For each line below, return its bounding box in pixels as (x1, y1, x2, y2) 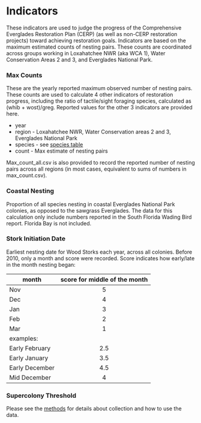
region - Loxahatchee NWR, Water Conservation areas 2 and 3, (14, 128, 171, 136)
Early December (9, 364, 55, 372)
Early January (9, 353, 49, 362)
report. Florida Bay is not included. (6, 219, 92, 227)
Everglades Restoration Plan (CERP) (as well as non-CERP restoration (6, 30, 178, 37)
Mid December (9, 373, 51, 382)
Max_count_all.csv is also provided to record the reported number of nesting (6, 159, 195, 166)
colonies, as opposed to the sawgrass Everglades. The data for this (6, 207, 173, 214)
